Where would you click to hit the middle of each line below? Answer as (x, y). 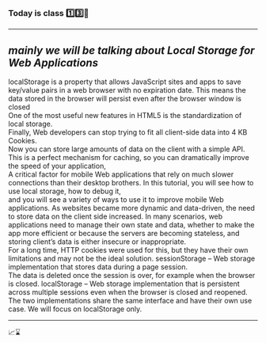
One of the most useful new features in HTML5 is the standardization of (125, 116)
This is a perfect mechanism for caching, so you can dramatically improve (129, 158)
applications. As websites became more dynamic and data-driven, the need (132, 208)
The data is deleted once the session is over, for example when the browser (132, 276)
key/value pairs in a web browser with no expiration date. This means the (127, 90)
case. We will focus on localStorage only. (75, 309)
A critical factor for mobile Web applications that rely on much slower (121, 174)
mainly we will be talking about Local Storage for (131, 50)
